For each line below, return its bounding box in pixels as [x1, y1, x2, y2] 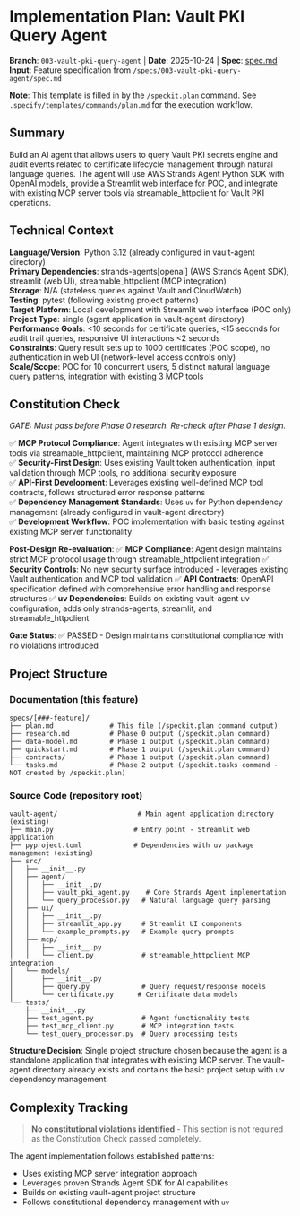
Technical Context [9, 223, 114, 239]
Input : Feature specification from [9, 65, 132, 75]
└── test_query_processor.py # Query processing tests [25, 1029, 239, 1038]
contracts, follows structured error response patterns [9, 487, 206, 498]
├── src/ [9, 857, 42, 866]
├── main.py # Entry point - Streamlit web [9, 826, 251, 835]
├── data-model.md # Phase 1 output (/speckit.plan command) [9, 738, 270, 747]
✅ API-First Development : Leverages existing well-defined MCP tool [9, 477, 264, 488]
